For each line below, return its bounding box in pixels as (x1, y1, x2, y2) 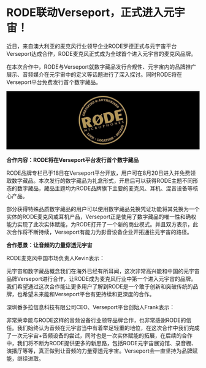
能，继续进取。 (6, 355, 44, 362)
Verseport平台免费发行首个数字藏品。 (6, 78, 101, 86)
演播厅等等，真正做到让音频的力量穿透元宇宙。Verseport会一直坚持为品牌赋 (6, 347, 198, 355)
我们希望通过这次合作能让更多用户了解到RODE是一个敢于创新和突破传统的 (6, 283, 193, 290)
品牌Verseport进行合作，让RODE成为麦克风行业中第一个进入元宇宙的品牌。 (6, 275, 197, 283)
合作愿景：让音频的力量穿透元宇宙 (6, 242, 93, 249)
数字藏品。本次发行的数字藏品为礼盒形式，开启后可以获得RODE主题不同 (11, 177, 193, 185)
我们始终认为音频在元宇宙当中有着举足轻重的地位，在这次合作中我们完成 (17, 324, 200, 332)
